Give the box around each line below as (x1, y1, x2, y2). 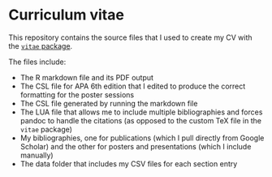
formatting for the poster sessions (19, 89, 135, 99)
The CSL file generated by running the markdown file (19, 98, 198, 108)
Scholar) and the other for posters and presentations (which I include (19, 141, 252, 151)
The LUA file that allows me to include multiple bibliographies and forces (19, 107, 263, 117)
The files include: (8, 57, 67, 67)
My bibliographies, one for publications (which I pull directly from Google (19, 132, 265, 143)
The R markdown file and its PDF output (19, 72, 154, 82)
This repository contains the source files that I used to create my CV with (8, 32, 253, 42)
